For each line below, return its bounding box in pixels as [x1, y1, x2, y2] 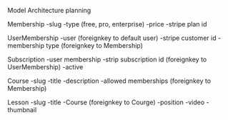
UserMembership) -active [7, 63, 84, 71]
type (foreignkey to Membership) [46, 41, 143, 49]
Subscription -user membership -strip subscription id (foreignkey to [7, 55, 207, 64]
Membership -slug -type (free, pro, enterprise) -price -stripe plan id [7, 20, 207, 28]
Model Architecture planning [7, 6, 91, 14]
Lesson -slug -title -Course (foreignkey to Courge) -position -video [7, 98, 205, 106]
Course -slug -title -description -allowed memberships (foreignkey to [7, 76, 212, 85]
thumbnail [7, 106, 37, 114]
